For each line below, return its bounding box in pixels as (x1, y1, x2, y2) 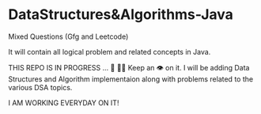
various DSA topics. (8, 82, 73, 92)
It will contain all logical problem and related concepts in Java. (8, 47, 211, 56)
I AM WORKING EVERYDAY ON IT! (8, 97, 119, 108)
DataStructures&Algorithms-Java (8, 6, 233, 24)
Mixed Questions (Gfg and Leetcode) (8, 32, 129, 41)
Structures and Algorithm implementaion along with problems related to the (8, 74, 254, 84)
